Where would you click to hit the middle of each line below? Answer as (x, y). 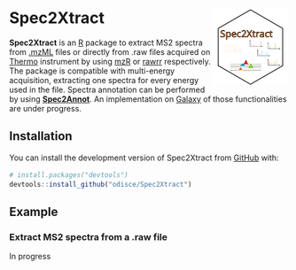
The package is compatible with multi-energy (92, 71)
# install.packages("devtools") (69, 175)
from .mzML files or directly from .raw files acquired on (110, 51)
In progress (30, 257)
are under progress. (46, 108)
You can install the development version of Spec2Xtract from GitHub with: (144, 158)
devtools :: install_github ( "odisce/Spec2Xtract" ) (101, 184)
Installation (41, 136)
